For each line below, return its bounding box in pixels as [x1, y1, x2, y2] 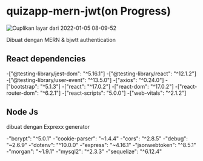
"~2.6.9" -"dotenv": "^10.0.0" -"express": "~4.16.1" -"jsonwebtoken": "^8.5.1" [6, 141, 197, 148]
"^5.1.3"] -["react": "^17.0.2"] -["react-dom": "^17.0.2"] [40, 83, 174, 90]
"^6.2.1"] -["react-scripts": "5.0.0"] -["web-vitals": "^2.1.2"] [40, 89, 187, 97]
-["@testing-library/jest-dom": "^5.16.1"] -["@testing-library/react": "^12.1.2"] [6, 70, 197, 77]
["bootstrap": [6, 83, 39, 90]
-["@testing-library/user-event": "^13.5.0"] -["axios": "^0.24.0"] [6, 76, 164, 83]
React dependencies [6, 53, 86, 64]
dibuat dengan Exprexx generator [6, 123, 90, 130]
